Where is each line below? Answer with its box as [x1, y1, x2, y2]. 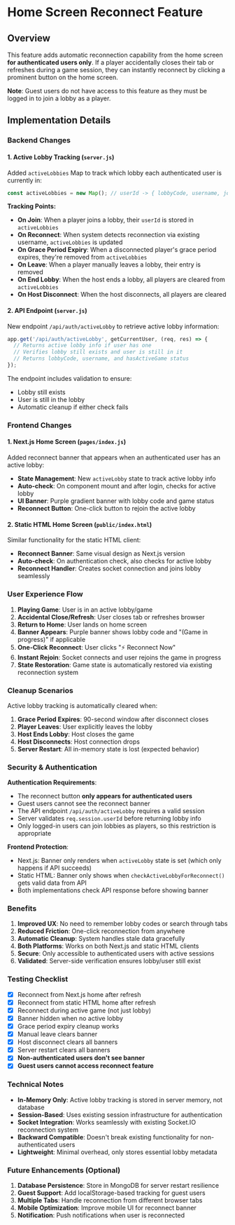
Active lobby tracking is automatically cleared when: [7, 701, 158, 709]
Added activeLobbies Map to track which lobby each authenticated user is [7, 168, 222, 177]
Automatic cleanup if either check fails [17, 403, 129, 411]
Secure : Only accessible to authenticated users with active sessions [17, 949, 215, 958]
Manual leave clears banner [17, 1030, 98, 1038]
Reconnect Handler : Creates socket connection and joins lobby [17, 564, 201, 573]
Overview [7, 32, 51, 44]
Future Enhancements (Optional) [7, 1165, 121, 1175]
